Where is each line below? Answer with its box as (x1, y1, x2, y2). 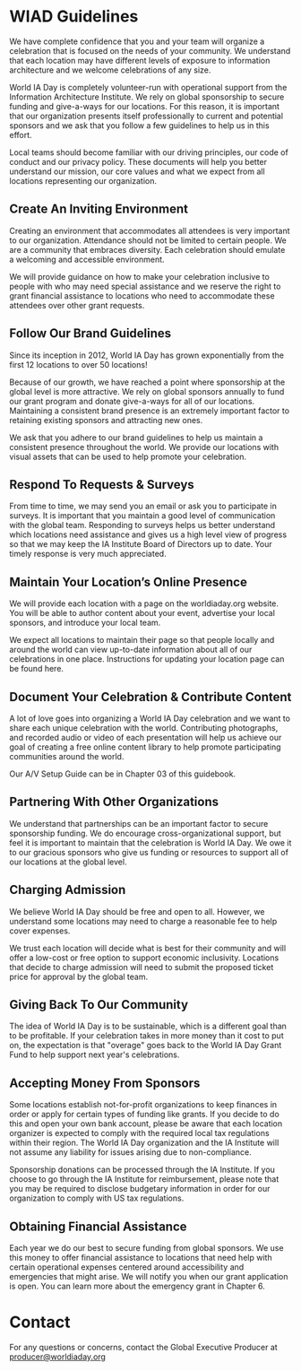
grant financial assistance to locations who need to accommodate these (9, 290, 275, 301)
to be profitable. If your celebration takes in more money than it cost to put (9, 1030, 284, 1041)
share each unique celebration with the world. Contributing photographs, (9, 723, 279, 733)
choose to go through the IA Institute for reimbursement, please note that (9, 1174, 279, 1184)
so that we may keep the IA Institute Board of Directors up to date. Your (9, 539, 272, 550)
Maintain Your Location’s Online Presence (9, 574, 248, 589)
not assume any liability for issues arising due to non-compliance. (9, 1147, 253, 1158)
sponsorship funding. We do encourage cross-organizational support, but (9, 828, 282, 838)
